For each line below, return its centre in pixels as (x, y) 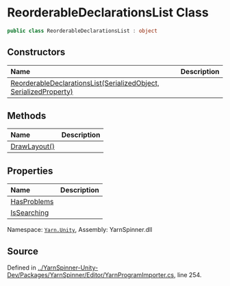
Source (23, 251)
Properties (30, 171)
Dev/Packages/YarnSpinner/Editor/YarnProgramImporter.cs (91, 275)
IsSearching (30, 213)
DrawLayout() (33, 146)
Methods (27, 116)
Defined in (22, 268)
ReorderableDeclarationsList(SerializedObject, (85, 83)
